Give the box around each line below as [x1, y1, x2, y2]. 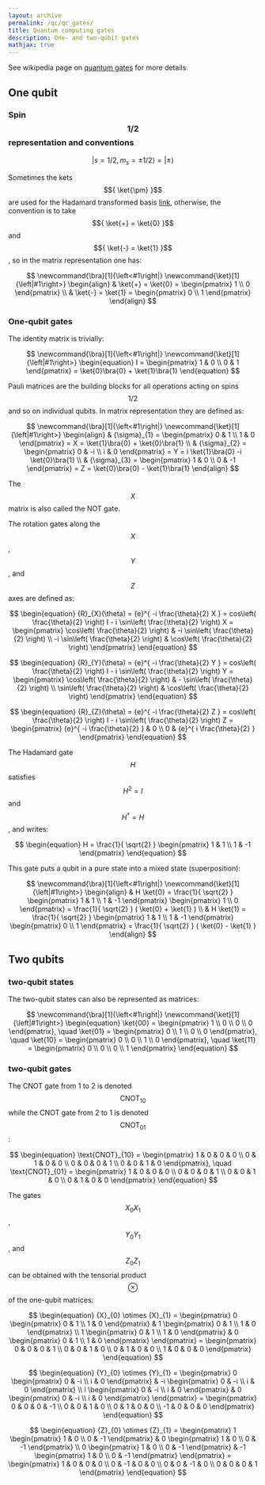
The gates [8, 1190, 41, 1200]
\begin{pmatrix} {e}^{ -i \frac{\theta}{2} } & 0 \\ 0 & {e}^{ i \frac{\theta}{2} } [10, 723, 256, 733]
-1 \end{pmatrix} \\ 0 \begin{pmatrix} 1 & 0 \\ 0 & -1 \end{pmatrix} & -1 [19, 1442, 247, 1452]
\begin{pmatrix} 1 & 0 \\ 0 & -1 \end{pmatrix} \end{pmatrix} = [34, 1451, 232, 1460]
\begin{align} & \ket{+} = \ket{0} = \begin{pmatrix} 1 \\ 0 [67, 279, 251, 289]
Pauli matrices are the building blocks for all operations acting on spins [8, 381, 239, 391]
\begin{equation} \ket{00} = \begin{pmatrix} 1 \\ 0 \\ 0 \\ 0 [65, 1018, 253, 1028]
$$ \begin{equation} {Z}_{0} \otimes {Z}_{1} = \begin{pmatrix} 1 [29, 1426, 237, 1435]
